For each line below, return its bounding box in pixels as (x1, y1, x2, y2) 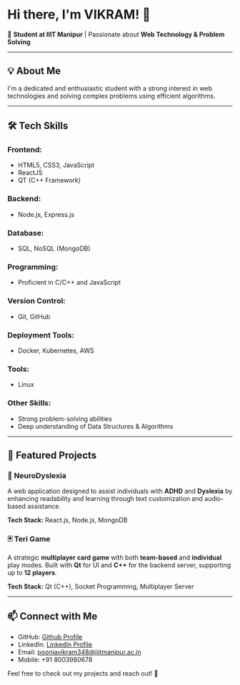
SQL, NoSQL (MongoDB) (17, 244, 91, 253)
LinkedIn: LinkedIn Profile (17, 640, 93, 649)
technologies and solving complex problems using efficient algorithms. (7, 91, 216, 100)
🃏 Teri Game (7, 534, 51, 544)
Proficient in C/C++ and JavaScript (17, 278, 121, 287)
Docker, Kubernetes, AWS (17, 346, 94, 355)
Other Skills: (7, 398, 51, 408)
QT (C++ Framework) (17, 176, 81, 185)
